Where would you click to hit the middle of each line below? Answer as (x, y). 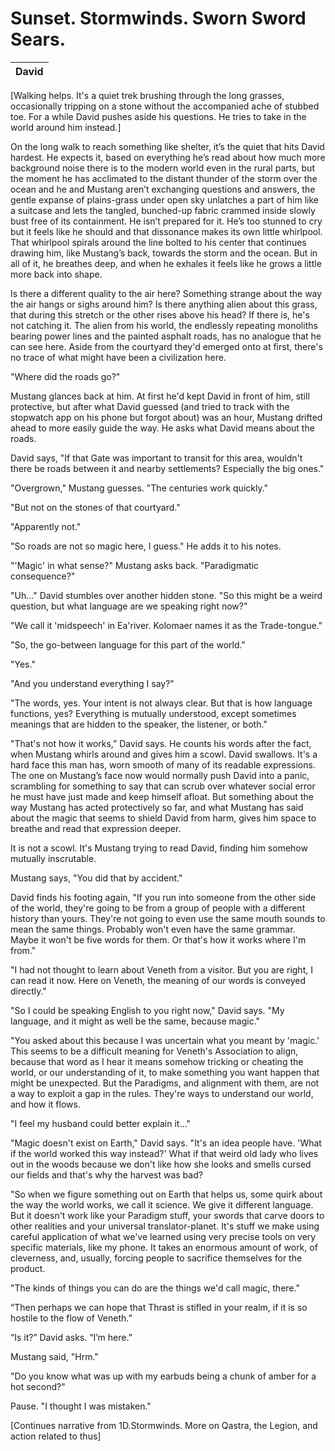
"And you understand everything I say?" (92, 683)
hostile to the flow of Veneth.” (71, 1318)
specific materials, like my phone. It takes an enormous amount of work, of (164, 1247)
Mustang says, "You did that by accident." (96, 878)
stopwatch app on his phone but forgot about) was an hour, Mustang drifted (166, 417)
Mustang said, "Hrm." (54, 1356)
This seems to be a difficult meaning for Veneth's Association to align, (154, 1051)
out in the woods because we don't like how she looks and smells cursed (161, 1164)
